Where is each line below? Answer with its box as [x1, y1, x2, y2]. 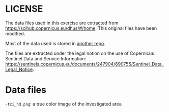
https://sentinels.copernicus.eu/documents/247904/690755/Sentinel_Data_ [5, 61, 164, 67]
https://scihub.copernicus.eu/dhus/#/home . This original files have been [5, 25, 157, 31]
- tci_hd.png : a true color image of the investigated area [5, 101, 122, 107]
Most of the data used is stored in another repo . [5, 40, 105, 46]
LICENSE [5, 3, 43, 15]
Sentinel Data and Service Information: [5, 55, 87, 61]
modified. [5, 30, 25, 36]
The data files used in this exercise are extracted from [5, 20, 119, 26]
